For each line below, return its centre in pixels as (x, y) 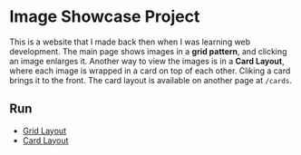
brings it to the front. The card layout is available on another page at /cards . (151, 80)
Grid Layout (44, 131)
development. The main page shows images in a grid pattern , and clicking (148, 51)
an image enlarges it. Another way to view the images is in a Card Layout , (147, 61)
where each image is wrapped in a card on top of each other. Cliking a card (150, 71)
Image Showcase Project (105, 17)
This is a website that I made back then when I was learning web (130, 42)
